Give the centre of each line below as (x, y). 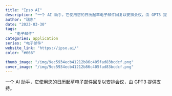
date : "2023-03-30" (26, 24)
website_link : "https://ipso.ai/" (42, 48)
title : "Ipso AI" (24, 10)
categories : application (32, 39)
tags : (11, 29)
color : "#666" (20, 53)
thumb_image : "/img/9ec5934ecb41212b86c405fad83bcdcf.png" (70, 62)
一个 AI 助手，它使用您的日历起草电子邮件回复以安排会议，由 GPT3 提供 (81, 82)
